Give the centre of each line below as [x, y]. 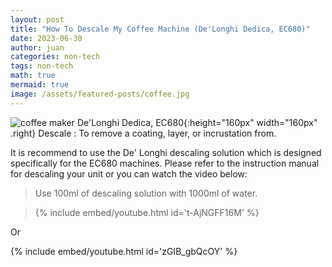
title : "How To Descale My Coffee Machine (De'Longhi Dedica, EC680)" [160, 29]
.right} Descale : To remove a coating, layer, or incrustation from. [143, 133]
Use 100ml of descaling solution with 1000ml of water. [146, 193]
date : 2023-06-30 [46, 38]
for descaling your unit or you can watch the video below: [129, 173]
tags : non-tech [42, 66]
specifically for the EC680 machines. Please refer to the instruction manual [165, 163]
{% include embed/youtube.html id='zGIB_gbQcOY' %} [124, 251]
